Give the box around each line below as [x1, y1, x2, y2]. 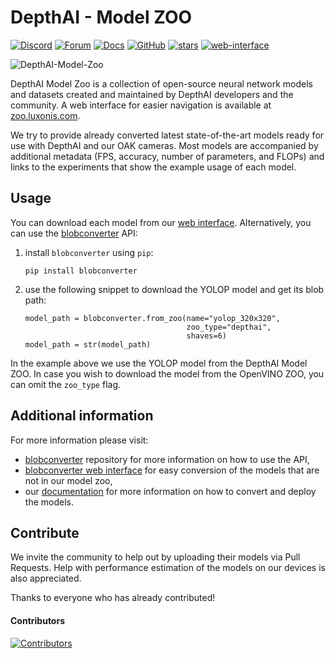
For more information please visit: [10, 434, 149, 446]
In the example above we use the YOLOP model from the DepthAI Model [10, 357, 308, 369]
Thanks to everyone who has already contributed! [10, 592, 216, 604]
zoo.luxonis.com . [10, 109, 81, 121]
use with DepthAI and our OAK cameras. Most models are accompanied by [10, 139, 319, 151]
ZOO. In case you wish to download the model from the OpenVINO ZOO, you [10, 367, 325, 380]
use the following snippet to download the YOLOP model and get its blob [24, 283, 325, 295]
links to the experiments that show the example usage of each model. [10, 161, 297, 173]
